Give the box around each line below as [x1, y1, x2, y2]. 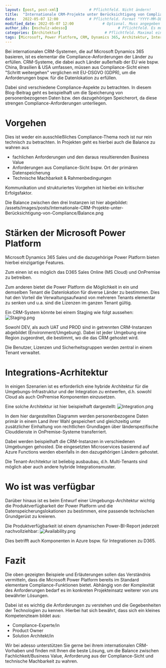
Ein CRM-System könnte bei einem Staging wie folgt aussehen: [5, 309, 134, 315]
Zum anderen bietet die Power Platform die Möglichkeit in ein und [5, 284, 138, 290]
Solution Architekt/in [12, 632, 54, 639]
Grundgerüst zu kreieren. [5, 513, 56, 519]
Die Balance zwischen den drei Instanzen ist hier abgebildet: [5, 199, 128, 206]
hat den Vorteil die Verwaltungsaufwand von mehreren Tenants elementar [5, 294, 156, 300]
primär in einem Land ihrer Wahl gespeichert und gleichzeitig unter [5, 418, 141, 424]
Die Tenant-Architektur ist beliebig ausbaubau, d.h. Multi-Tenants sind [5, 459, 148, 464]
